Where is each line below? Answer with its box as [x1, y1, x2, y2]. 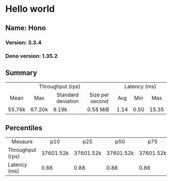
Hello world [5, 3, 55, 15]
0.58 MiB [87, 106, 110, 113]
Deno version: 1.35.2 [5, 52, 58, 59]
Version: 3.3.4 [5, 39, 42, 46]
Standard [56, 91, 79, 98]
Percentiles [5, 124, 42, 132]
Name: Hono [5, 24, 46, 32]
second [90, 98, 109, 105]
